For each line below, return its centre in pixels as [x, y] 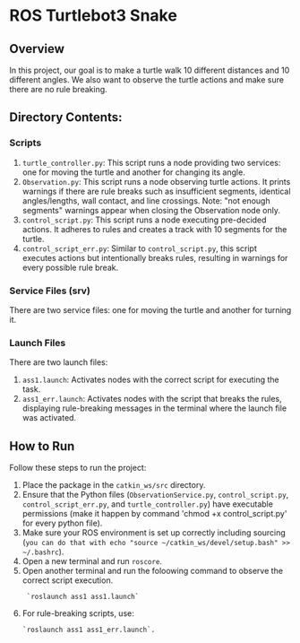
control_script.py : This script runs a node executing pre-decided [144, 220]
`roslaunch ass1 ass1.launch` [83, 597]
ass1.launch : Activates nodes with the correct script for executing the [150, 380]
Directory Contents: [66, 117]
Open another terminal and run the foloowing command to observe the [153, 571]
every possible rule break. [70, 267]
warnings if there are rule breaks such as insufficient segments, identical [156, 191]
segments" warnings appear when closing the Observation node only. [151, 210]
